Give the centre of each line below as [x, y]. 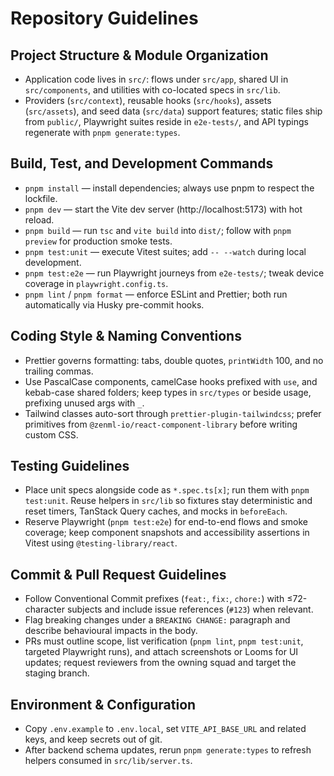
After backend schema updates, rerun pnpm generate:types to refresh [168, 750]
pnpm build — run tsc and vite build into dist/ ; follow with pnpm [158, 230]
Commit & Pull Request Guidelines [118, 574]
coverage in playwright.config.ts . [96, 283]
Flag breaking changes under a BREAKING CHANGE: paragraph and [157, 620]
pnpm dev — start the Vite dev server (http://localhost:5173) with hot [163, 209]
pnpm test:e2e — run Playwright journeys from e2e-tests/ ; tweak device [174, 273]
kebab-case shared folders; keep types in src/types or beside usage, [168, 392]
